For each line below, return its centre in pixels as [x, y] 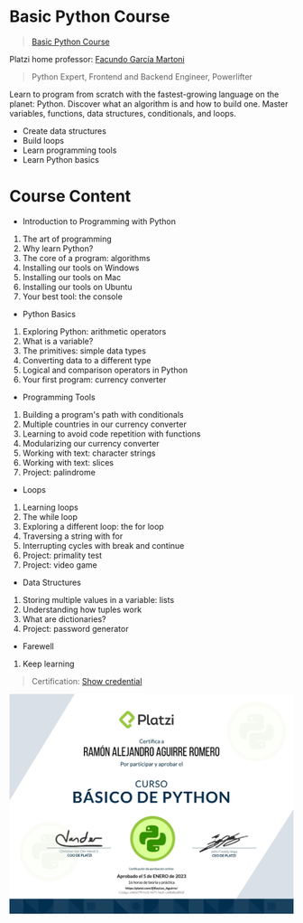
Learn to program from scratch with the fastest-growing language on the [144, 94]
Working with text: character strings [89, 453]
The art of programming [67, 239]
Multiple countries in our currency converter [104, 424]
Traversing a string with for [73, 536]
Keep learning [48, 664]
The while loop [50, 516]
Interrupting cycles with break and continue [103, 545]
